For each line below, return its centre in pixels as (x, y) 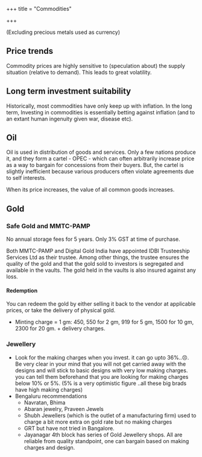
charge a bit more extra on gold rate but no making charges (98, 422)
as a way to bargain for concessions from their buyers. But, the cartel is (95, 165)
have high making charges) (49, 389)
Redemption (22, 291)
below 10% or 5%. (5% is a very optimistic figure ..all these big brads (101, 383)
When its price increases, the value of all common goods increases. (90, 189)
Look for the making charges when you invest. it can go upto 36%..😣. (102, 357)
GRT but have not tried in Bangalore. (69, 428)
